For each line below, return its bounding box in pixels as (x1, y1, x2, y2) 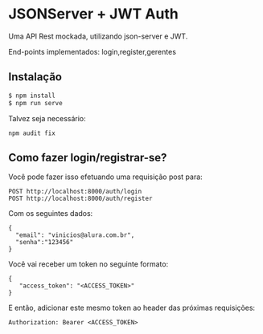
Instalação (8, 70, 63, 84)
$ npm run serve (8, 99, 63, 107)
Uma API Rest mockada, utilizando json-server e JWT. (8, 31, 188, 41)
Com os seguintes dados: (8, 209, 93, 218)
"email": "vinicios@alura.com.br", (15, 231, 135, 239)
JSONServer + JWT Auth (8, 5, 179, 23)
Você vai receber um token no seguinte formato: (8, 259, 169, 269)
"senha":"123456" (15, 238, 74, 246)
